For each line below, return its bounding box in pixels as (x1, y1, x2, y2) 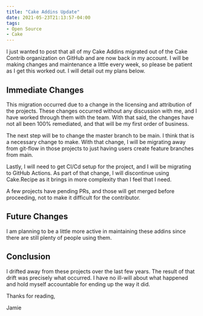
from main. (6, 151, 33, 158)
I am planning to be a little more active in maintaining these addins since (6, 228, 186, 235)
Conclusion (6, 252, 51, 262)
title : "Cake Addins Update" (6, 8, 80, 15)
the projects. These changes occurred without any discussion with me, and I (6, 107, 198, 114)
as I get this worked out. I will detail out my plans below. (6, 67, 145, 74)
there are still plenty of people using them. (6, 234, 112, 241)
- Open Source (6, 25, 42, 32)
